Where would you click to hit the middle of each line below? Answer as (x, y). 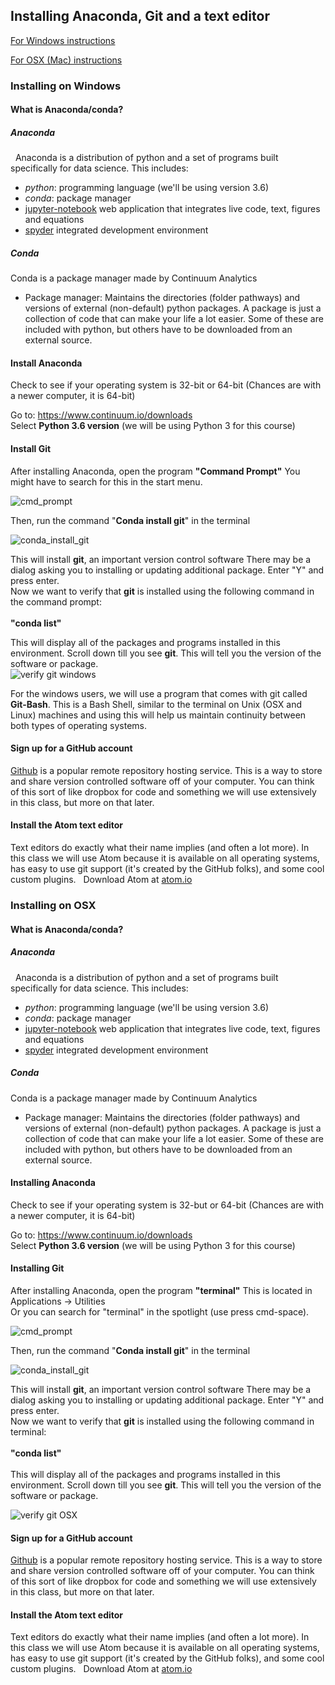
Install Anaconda (46, 363)
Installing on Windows (66, 86)
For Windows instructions (63, 40)
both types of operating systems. (79, 725)
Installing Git (37, 1268)
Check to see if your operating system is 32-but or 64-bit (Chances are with (167, 1205)
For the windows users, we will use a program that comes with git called (159, 693)
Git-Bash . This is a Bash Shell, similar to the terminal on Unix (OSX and (156, 704)
